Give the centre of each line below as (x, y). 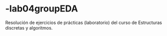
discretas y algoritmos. (29, 27)
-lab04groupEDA (42, 9)
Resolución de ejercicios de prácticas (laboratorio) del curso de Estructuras (84, 22)
